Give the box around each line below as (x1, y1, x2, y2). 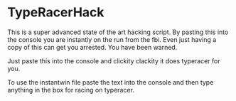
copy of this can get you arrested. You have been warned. (7, 43, 178, 51)
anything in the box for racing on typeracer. (7, 85, 135, 94)
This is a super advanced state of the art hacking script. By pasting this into (7, 28, 229, 36)
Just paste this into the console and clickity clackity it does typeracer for (7, 56, 220, 65)
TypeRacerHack (7, 4, 104, 21)
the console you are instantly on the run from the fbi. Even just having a (7, 35, 217, 43)
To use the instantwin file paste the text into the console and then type (7, 78, 214, 86)
